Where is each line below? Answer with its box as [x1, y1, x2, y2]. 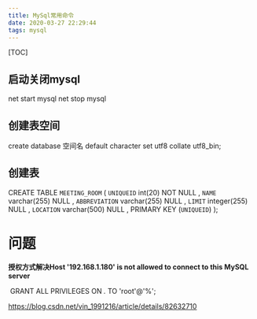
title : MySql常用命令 [8, 11, 75, 20]
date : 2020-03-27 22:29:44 [8, 19, 97, 27]
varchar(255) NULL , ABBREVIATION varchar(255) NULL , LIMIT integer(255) [8, 196, 248, 206]
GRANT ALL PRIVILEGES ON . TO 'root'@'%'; [9, 286, 156, 295]
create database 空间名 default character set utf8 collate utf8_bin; [8, 141, 222, 150]
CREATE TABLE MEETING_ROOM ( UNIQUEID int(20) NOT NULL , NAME [8, 187, 217, 197]
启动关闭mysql [8, 72, 81, 86]
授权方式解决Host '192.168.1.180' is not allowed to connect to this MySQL [8, 262, 249, 272]
